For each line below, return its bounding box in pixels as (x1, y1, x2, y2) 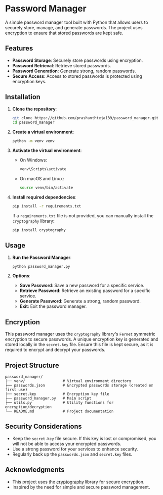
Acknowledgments (5, 466, 65, 474)
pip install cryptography (12, 227, 66, 233)
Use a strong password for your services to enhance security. (12, 446, 138, 452)
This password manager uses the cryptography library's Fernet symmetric (5, 331, 156, 337)
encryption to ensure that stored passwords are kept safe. (5, 30, 123, 36)
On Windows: (19, 157, 47, 163)
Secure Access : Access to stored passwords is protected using (12, 73, 142, 79)
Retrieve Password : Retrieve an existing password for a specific (19, 288, 151, 294)
